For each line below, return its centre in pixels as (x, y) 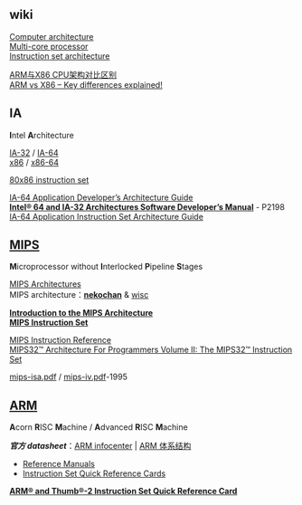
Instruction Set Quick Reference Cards (94, 473)
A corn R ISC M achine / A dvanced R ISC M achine (99, 427)
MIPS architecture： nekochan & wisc (79, 295)
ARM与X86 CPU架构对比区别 (63, 74)
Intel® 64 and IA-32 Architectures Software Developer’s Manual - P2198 (147, 206)
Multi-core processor (49, 46)
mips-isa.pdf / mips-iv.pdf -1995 (69, 377)
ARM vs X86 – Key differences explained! (86, 84)
